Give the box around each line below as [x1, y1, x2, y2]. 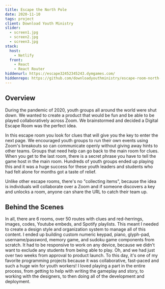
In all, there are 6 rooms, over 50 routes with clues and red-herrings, [5, 216, 144, 222]
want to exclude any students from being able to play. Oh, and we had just [5, 247, 155, 253]
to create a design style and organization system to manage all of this [5, 227, 146, 232]
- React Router [14, 67, 45, 72]
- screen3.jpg [9, 39, 38, 44]
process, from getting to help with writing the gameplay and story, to [5, 268, 144, 274]
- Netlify [14, 53, 34, 58]
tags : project [5, 16, 34, 21]
